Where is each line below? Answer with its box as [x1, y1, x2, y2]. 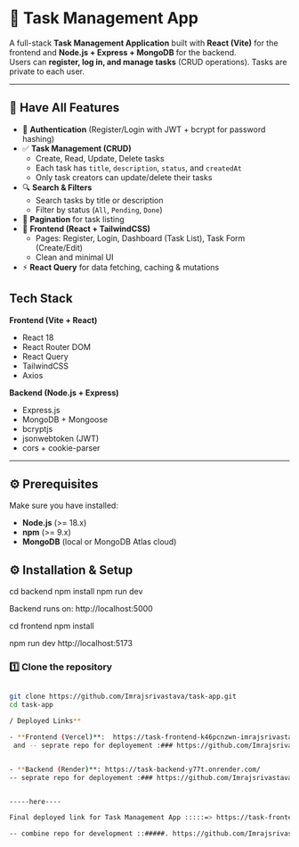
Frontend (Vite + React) [9, 314, 98, 325]
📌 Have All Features [9, 100, 120, 115]
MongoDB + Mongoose [21, 414, 109, 425]
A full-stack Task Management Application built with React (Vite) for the [9, 37, 279, 48]
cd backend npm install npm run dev [9, 586, 143, 597]
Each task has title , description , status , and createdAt [35, 162, 242, 173]
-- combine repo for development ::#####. [9, 829, 169, 838]
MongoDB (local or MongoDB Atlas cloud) [21, 536, 177, 547]
